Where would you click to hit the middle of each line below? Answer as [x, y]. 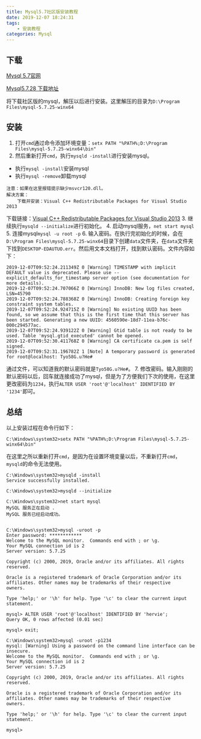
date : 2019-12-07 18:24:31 [40, 17]
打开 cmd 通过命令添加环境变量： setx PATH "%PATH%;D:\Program [91, 143]
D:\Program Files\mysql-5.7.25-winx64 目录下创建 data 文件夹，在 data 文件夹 [100, 241]
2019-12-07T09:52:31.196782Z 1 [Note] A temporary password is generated [101, 351]
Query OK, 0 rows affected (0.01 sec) [55, 619]
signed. [16, 346]
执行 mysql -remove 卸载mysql [51, 176]
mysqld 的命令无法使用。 [36, 464]
